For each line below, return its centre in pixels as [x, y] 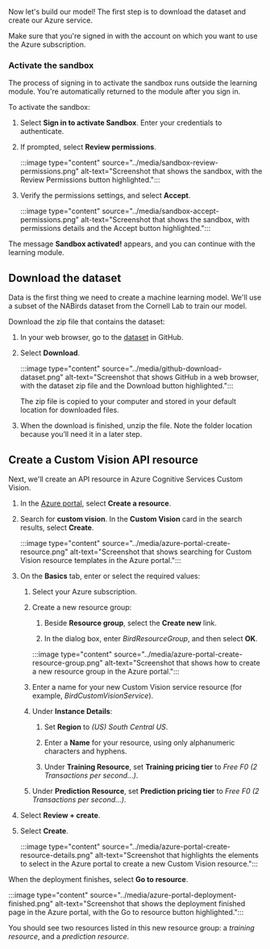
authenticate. [42, 132]
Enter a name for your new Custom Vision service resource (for [137, 687]
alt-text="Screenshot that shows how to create [182, 662]
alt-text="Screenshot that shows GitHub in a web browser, [162, 377]
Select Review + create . [60, 815]
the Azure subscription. [47, 44]
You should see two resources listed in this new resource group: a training [132, 927]
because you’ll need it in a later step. [81, 435]
